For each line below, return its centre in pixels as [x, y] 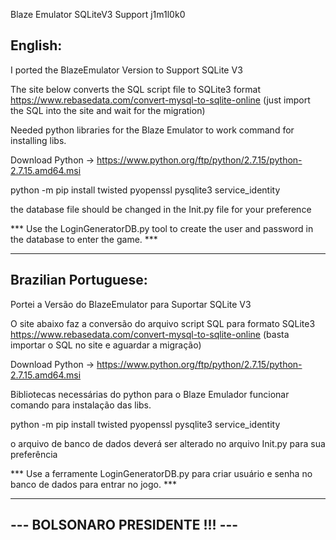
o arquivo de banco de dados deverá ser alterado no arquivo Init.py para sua [168, 443]
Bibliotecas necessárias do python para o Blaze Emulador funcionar [150, 394]
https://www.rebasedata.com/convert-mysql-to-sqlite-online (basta [150, 334]
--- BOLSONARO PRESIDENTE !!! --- [124, 525]
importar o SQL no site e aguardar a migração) [106, 345]
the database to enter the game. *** [84, 239]
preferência [34, 454]
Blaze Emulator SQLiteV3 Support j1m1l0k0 [98, 14]
